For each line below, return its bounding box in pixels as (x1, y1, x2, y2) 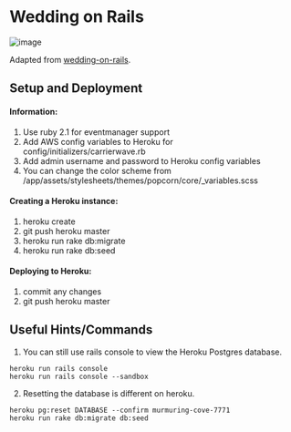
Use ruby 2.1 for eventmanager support (22, 126, 171, 138)
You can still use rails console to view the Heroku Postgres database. (22, 346, 283, 357)
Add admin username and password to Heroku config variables (22, 155, 262, 166)
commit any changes (22, 285, 102, 297)
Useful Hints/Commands (9, 322, 153, 338)
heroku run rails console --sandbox (9, 372, 149, 381)
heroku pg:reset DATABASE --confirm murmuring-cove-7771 (9, 406, 231, 415)
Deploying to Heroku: (9, 266, 92, 277)
